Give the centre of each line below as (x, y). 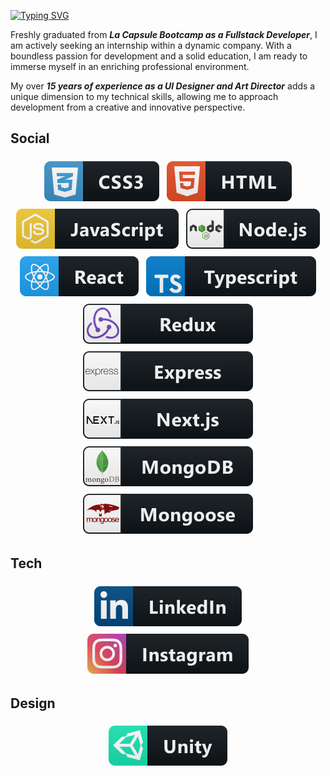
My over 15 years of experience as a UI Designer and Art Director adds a (163, 86)
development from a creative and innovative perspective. (128, 107)
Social (30, 138)
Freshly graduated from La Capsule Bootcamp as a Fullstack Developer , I (164, 34)
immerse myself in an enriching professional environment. (130, 66)
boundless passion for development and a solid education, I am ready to (159, 56)
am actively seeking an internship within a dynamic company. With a (151, 45)
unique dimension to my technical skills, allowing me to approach (144, 96)
